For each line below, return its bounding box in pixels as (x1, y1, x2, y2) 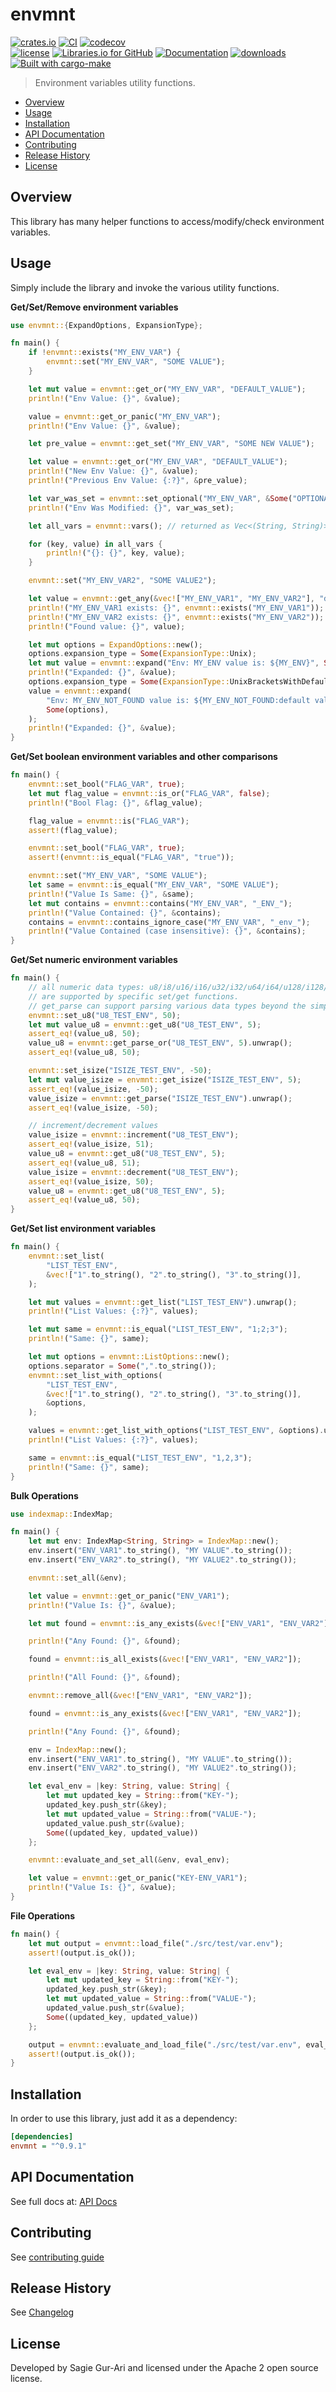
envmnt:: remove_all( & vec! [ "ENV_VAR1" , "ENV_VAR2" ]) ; (28, 1691, 253, 1701)
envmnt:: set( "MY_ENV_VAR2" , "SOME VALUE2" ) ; (28, 576, 217, 586)
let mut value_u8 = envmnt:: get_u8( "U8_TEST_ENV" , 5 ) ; (28, 1019, 262, 1030)
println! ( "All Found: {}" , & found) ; (28, 1673, 182, 1683)
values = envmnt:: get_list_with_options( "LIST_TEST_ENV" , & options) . (28, 1426, 325, 1436)
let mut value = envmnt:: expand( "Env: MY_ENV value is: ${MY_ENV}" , (28, 658, 320, 668)
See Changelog (10, 2306, 75, 2318)
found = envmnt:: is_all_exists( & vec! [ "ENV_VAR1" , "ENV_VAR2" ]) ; (28, 1654, 302, 1665)
